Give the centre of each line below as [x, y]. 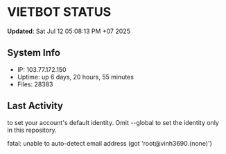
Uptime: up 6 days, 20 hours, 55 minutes [75, 77]
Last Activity [35, 106]
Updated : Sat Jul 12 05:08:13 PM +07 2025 [69, 31]
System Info [34, 53]
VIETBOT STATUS [59, 12]
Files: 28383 [35, 84]
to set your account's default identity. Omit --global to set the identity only [113, 122]
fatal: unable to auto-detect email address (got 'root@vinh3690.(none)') [110, 143]
